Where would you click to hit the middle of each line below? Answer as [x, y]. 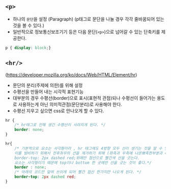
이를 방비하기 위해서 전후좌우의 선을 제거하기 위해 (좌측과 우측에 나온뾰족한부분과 [89, 153]
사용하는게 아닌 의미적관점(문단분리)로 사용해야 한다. [70, 104]
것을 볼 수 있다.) [28, 25]
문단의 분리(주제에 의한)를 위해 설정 [48, 85]
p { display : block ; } [28, 48]
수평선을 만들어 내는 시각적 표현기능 [48, 91]
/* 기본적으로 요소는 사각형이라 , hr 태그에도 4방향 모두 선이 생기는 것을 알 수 [88, 148]
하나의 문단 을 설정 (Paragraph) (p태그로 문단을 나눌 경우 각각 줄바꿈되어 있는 [88, 19]
